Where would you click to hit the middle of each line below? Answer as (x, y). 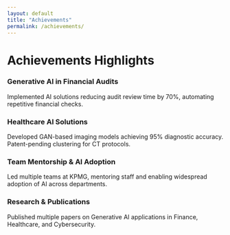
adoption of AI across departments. (57, 184)
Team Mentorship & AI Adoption (61, 162)
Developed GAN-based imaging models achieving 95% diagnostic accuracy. (115, 137)
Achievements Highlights (81, 60)
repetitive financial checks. (45, 104)
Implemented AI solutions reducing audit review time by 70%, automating (111, 96)
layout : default (30, 13)
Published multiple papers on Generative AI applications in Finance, (103, 216)
